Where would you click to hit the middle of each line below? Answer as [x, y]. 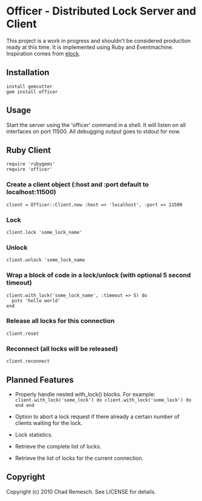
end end [24, 405]
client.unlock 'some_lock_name [46, 260]
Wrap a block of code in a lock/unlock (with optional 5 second [99, 275]
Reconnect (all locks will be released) [62, 349]
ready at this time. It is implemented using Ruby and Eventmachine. [90, 47]
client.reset [23, 334]
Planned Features [40, 380]
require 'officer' [29, 170]
